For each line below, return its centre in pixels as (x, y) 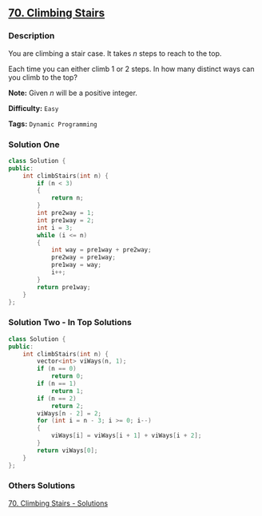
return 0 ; (67, 376)
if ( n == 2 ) (57, 399)
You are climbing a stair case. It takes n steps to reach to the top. (115, 53)
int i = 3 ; (55, 228)
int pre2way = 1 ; (65, 213)
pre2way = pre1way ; (83, 258)
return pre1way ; (64, 287)
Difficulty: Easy (34, 108)
